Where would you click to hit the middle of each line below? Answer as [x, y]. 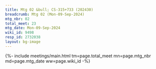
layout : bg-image [23, 42]
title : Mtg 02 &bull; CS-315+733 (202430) [49, 10]
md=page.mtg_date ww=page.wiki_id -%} [48, 61]
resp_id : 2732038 [23, 37]
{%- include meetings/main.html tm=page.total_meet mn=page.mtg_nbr [78, 56]
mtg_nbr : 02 [17, 19]
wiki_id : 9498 [20, 33]
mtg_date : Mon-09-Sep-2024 [33, 28]
